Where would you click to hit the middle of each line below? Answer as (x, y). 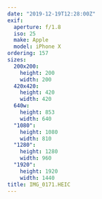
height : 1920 (39, 171)
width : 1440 (37, 178)
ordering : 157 (28, 54)
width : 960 (36, 158)
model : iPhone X (37, 47)
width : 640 (36, 119)
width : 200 (36, 79)
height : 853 (37, 112)
